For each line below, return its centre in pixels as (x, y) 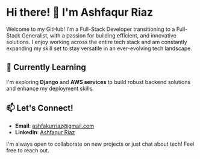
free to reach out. (28, 150)
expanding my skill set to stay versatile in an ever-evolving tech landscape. (99, 48)
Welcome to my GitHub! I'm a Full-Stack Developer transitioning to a (91, 29)
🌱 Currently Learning (46, 67)
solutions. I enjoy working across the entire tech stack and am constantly (97, 42)
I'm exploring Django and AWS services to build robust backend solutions (98, 82)
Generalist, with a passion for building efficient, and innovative (99, 35)
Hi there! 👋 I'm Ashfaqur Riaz (80, 12)
